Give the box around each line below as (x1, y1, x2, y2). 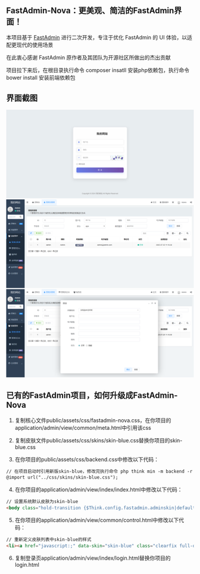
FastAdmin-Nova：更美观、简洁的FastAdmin (6, 5, 174, 16)
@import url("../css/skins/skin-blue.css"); (6, 475, 118, 481)
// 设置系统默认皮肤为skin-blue (6, 499, 79, 505)
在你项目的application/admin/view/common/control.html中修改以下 (14, 517, 179, 524)
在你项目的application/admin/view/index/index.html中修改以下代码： (14, 486, 183, 493)
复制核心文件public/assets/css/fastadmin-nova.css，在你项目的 (14, 416, 171, 424)
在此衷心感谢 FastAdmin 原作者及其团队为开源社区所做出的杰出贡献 (6, 54, 171, 61)
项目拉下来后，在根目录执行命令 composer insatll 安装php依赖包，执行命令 (6, 66, 189, 73)
